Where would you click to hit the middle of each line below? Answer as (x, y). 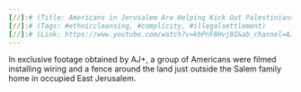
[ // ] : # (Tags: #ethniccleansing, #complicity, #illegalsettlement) (137, 26)
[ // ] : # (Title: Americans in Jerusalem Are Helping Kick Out (125, 17)
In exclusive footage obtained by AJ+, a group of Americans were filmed (142, 60)
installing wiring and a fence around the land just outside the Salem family (145, 69)
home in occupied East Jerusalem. (72, 79)
